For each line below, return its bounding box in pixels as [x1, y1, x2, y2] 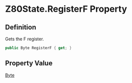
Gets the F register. [5, 36, 44, 42]
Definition [5, 23, 36, 31]
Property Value [5, 59, 53, 67]
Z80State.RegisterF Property [5, 3, 127, 15]
